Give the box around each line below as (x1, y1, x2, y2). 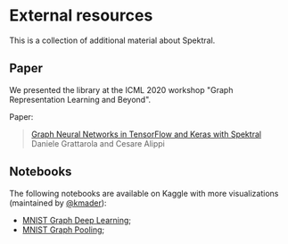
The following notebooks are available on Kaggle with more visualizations (9, 188, 279, 198)
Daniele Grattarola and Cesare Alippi (30, 138, 165, 148)
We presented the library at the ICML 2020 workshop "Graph (9, 84, 234, 95)
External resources (9, 5, 153, 26)
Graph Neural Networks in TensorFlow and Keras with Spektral (30, 129, 261, 139)
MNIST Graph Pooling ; (21, 224, 105, 235)
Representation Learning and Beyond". (9, 94, 152, 105)
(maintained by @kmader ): (9, 198, 107, 208)
